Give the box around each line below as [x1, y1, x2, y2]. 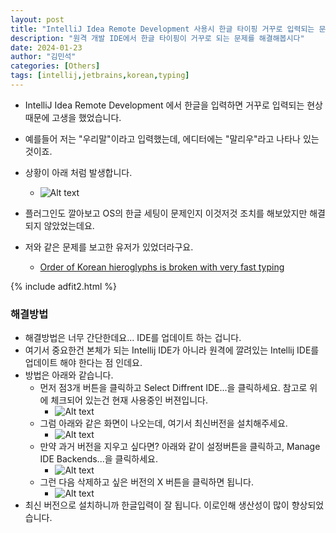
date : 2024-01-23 [10, 42, 83, 53]
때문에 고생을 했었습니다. [24, 111, 122, 123]
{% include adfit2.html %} [10, 280, 117, 292]
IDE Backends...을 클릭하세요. [39, 453, 158, 465]
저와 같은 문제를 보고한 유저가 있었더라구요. [24, 241, 194, 253]
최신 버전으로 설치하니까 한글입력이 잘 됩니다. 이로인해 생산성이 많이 [24, 499, 290, 511]
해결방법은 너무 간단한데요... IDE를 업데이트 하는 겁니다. [24, 332, 242, 344]
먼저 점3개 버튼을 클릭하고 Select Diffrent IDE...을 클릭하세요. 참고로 [39, 382, 308, 394]
